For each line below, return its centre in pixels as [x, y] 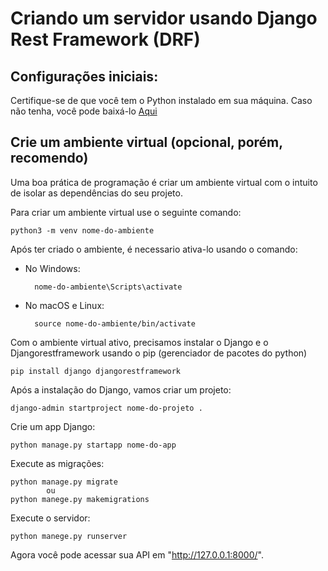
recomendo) [49, 158]
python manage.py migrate [64, 482]
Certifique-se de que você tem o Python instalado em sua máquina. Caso [161, 100]
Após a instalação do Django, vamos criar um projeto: [121, 389]
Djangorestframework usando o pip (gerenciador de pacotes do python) [159, 353]
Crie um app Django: [53, 426]
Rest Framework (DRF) [105, 39]
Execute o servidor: [50, 518]
